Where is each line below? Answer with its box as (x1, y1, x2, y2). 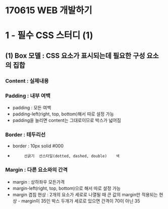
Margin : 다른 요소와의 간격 (5, 166, 68, 174)
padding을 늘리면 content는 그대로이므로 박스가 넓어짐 (12, 117, 121, 123)
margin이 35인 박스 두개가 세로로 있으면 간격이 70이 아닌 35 (21, 198, 140, 204)
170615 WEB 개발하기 (5, 5, 92, 16)
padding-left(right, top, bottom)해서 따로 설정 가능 (12, 111, 115, 117)
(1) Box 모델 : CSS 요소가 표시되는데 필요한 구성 (5, 51, 145, 60)
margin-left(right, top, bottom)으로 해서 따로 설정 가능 (12, 185, 121, 191)
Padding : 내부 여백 (5, 92, 50, 99)
